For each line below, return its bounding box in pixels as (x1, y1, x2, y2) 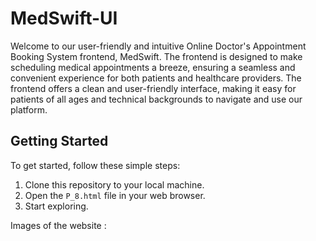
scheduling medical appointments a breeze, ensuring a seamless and (10, 61, 296, 73)
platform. (10, 103, 48, 116)
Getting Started (10, 133, 109, 150)
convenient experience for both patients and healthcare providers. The (10, 72, 302, 84)
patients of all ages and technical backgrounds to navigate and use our (10, 93, 303, 105)
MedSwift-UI (10, 7, 118, 30)
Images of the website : (10, 219, 107, 231)
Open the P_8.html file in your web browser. (24, 189, 206, 201)
